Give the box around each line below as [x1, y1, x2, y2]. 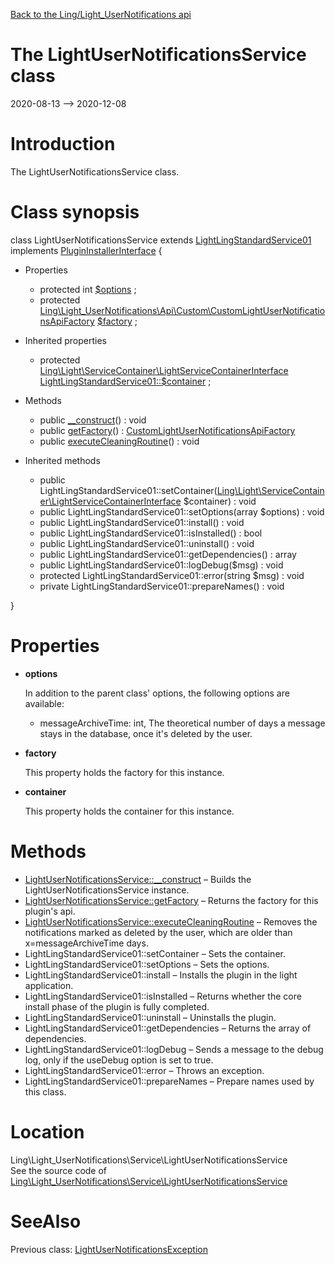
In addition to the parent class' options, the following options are [24, 687, 290, 699]
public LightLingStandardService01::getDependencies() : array [39, 548, 297, 560]
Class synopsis [10, 201, 140, 224]
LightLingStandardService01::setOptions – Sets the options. [24, 958, 270, 970]
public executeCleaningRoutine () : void [39, 435, 200, 447]
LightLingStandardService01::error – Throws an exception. [24, 1064, 265, 1076]
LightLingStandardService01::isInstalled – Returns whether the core [24, 990, 302, 1002]
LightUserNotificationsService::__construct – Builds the [24, 873, 252, 885]
